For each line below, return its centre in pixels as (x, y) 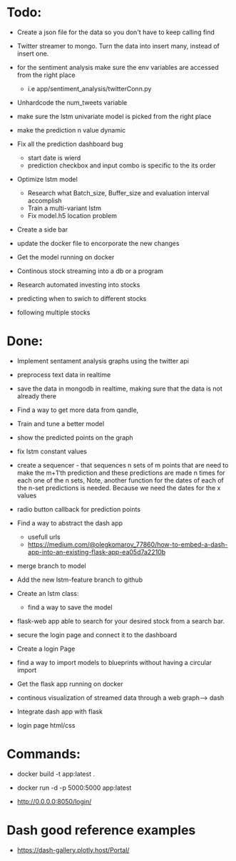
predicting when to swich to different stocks (82, 298)
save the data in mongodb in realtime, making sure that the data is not (119, 388)
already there (36, 396)
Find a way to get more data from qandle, (78, 410)
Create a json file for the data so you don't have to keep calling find (116, 32)
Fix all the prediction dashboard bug (70, 144)
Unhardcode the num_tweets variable (72, 102)
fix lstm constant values (52, 451)
